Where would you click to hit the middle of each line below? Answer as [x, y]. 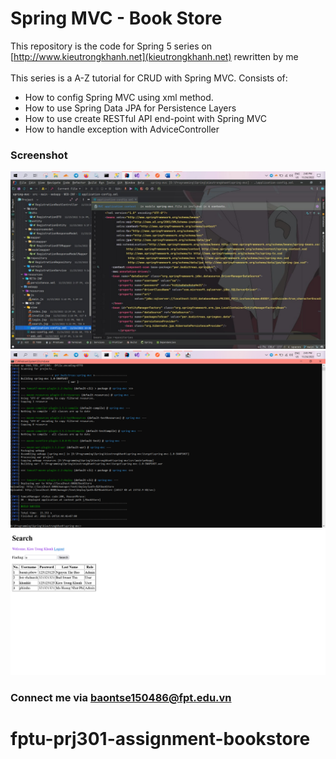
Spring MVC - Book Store [116, 18]
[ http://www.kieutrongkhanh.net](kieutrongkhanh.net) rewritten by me [154, 56]
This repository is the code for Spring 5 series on [111, 46]
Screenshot [39, 155]
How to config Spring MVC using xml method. [119, 97]
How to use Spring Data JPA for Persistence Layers [130, 108]
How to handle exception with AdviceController [122, 129]
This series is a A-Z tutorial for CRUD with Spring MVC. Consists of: [149, 78]
